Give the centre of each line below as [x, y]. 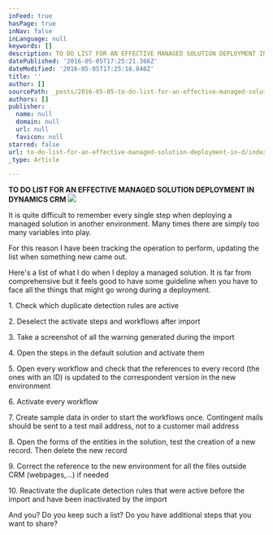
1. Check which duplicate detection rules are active [93, 306]
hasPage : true [32, 24]
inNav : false [30, 31]
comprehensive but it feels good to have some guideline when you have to [133, 281]
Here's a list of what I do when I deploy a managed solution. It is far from [130, 272]
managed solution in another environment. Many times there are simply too [134, 224]
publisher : [27, 107]
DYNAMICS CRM [37, 199]
